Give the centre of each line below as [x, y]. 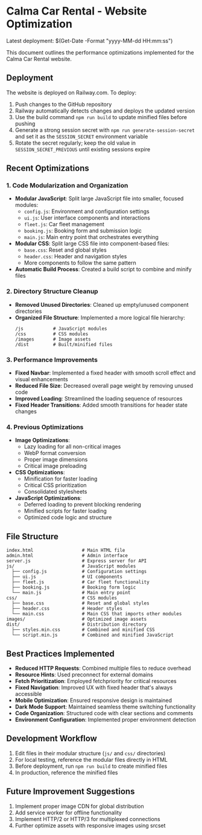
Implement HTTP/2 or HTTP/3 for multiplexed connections [88, 819]
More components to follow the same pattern [80, 263]
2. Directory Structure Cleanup [52, 292]
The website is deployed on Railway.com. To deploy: [71, 93]
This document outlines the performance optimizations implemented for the [100, 52]
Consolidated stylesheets [55, 492]
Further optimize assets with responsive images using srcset [90, 825]
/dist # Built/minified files [64, 344]
